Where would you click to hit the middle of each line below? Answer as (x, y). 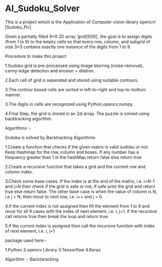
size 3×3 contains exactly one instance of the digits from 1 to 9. (68, 47)
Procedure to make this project (36, 56)
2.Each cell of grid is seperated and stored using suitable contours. (72, 80)
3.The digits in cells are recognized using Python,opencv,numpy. (69, 104)
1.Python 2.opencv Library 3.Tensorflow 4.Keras (53, 250)
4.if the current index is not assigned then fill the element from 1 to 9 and (77, 206)
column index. (19, 172)
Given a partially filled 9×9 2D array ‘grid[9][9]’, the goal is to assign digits (79, 36)
